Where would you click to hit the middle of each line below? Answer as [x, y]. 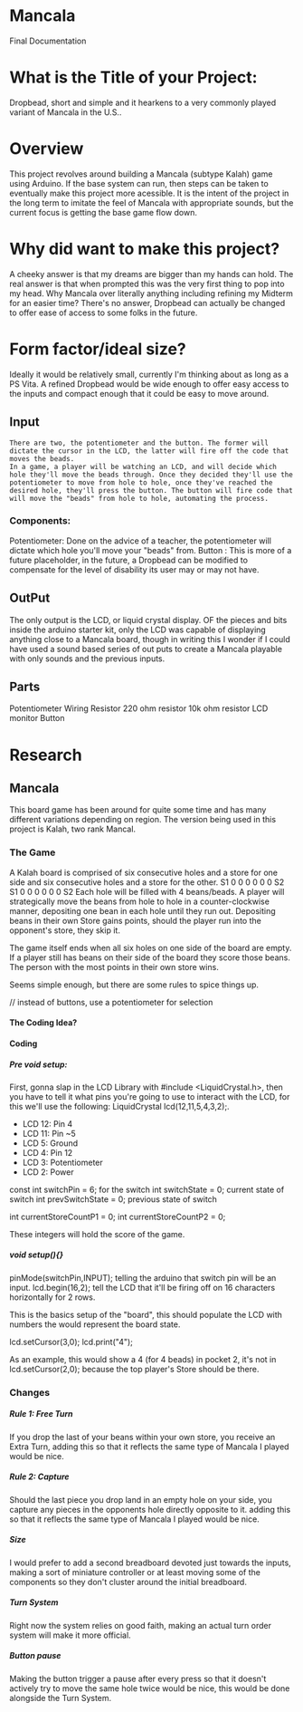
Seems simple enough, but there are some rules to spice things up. [134, 985]
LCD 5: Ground [50, 1143]
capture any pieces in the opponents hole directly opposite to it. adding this [150, 1509]
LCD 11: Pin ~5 [49, 1133]
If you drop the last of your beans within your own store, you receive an [142, 1437]
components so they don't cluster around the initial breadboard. [128, 1582]
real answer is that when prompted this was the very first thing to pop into [147, 284]
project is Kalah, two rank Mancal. [73, 829]
